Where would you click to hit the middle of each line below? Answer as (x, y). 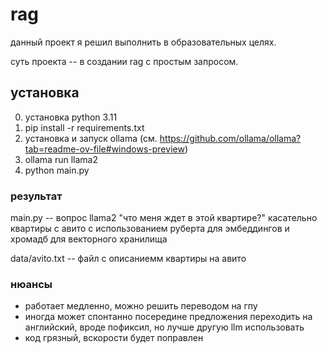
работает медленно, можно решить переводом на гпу (141, 306)
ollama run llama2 (61, 159)
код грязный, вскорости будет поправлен (114, 338)
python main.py (57, 170)
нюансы (31, 284)
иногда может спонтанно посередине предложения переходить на (168, 317)
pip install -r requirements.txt (84, 127)
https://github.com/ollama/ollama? (230, 138)
